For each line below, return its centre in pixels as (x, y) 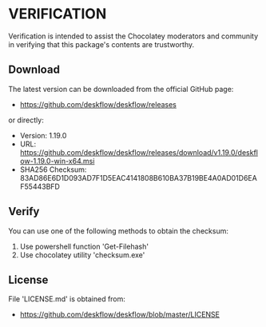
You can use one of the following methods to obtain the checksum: (119, 231)
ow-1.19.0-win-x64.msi (57, 161)
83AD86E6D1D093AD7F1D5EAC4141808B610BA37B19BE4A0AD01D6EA (138, 177)
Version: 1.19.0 (43, 135)
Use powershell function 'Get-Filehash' (84, 246)
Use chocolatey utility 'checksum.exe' (82, 255)
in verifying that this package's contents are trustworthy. (101, 44)
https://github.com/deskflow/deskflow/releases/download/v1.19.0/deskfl (139, 152)
